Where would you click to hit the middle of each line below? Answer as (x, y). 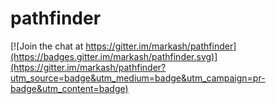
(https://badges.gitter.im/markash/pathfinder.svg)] (114, 56)
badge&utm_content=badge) (69, 88)
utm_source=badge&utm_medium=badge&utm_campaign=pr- (138, 78)
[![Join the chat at (47, 46)
